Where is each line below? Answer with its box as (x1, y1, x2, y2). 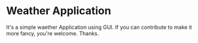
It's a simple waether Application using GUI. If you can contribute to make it (6, 24, 193, 31)
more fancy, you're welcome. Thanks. (6, 29, 99, 37)
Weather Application (6, 4, 112, 18)
